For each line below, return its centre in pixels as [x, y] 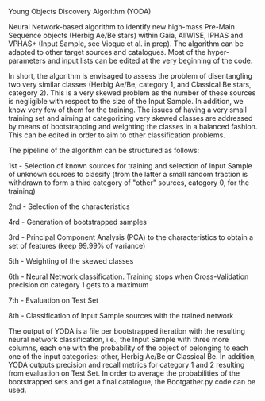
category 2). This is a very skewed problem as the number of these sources [132, 93]
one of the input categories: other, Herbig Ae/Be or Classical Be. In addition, [132, 356]
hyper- [219, 52]
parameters [27, 60]
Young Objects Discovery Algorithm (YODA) [80, 12]
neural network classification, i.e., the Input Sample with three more [119, 339]
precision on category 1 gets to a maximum [79, 285]
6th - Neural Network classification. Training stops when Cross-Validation [129, 276]
